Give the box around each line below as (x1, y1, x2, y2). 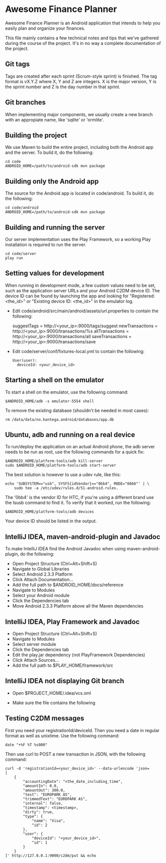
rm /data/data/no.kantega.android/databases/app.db (5, 417, 114, 422)
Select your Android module (12, 593, 70, 599)
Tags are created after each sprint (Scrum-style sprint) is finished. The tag (5, 73, 157, 79)
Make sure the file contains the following (12, 700, 96, 706)
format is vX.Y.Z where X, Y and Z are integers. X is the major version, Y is (5, 78, 157, 84)
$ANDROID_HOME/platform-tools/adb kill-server (5, 459, 103, 464)
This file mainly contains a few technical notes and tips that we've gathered (5, 35, 159, 41)
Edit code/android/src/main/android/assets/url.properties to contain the (12, 308, 159, 314)
